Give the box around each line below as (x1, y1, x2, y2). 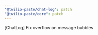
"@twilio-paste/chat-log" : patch (4, 7, 72, 12)
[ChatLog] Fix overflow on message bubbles (4, 24, 93, 30)
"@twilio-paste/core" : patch (4, 12, 64, 16)
